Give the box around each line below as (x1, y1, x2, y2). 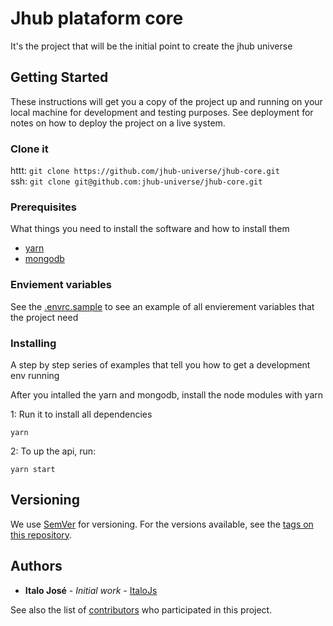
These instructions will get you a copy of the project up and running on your (10, 95, 323, 107)
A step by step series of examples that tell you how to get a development (10, 358, 311, 371)
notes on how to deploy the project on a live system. (10, 117, 226, 129)
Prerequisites (10, 200, 77, 214)
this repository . (10, 528, 73, 541)
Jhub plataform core (10, 7, 184, 30)
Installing (10, 336, 57, 350)
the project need (10, 311, 79, 323)
